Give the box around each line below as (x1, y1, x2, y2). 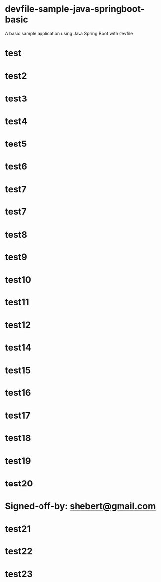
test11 (5, 297, 29, 308)
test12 (5, 319, 31, 331)
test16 (5, 387, 31, 398)
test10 (5, 274, 31, 285)
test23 (5, 568, 33, 580)
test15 (5, 365, 31, 376)
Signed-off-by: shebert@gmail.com (5, 500, 156, 512)
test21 (5, 523, 31, 534)
